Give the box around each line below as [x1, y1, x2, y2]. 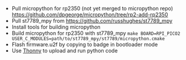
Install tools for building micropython [11, 23, 101, 30]
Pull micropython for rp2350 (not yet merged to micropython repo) [11, 5, 174, 12]
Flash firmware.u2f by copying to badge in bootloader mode [11, 41, 158, 48]
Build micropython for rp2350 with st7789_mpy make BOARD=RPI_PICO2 [11, 30, 181, 37]
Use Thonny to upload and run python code [11, 47, 118, 54]
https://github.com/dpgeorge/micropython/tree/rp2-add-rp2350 [11, 11, 168, 18]
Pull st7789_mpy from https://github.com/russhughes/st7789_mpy [11, 17, 172, 24]
